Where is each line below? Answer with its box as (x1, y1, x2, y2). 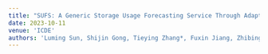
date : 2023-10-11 (8, 19, 66, 27)
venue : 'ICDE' (8, 26, 56, 34)
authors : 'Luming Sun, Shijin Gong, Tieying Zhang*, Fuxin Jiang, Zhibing (8, 33, 262, 42)
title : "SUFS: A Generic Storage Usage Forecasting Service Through (8, 11, 241, 20)
